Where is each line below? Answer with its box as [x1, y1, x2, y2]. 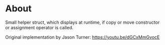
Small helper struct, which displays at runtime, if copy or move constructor [5, 19, 160, 25]
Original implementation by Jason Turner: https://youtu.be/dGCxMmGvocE [5, 34, 160, 40]
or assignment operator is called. [5, 24, 74, 30]
